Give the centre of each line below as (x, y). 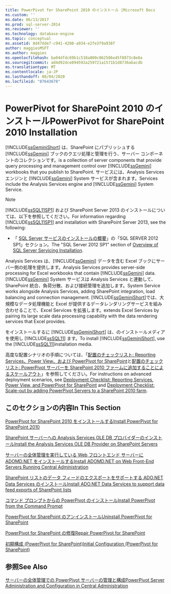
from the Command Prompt (34, 506)
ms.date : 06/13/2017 (27, 19)
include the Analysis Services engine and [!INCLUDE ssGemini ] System (80, 184)
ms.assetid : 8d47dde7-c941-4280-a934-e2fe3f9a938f (60, 44)
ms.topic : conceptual (28, 39)
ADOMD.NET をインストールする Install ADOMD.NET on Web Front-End (80, 461)
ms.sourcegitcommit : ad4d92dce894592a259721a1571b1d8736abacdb (74, 62)
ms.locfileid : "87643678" (33, 81)
